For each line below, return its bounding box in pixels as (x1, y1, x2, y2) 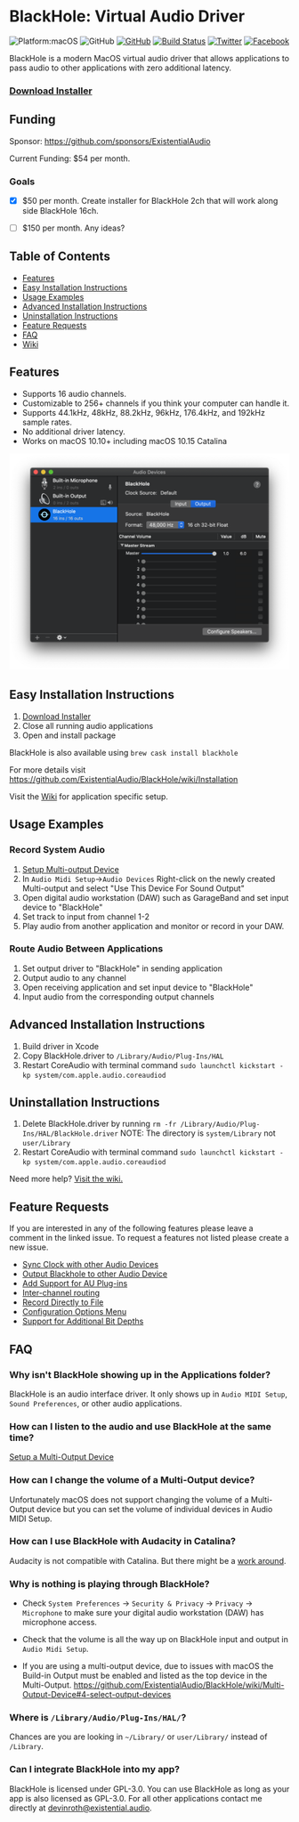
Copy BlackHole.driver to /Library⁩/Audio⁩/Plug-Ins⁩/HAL (21, 1050, 224, 1061)
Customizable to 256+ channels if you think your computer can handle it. (21, 398, 290, 409)
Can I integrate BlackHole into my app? (9, 1763, 181, 1776)
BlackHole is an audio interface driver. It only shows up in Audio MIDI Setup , (9, 1389, 287, 1399)
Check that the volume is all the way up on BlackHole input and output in (21, 1634, 289, 1645)
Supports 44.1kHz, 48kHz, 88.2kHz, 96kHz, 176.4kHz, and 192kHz (21, 407, 265, 417)
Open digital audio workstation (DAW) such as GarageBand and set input (21, 892, 289, 903)
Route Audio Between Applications (9, 943, 164, 955)
